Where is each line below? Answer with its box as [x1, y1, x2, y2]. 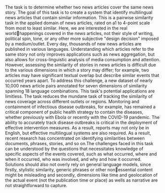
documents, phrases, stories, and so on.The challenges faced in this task [5, 141, 154, 146]
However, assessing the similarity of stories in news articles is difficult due [5, 62, 156, 68]
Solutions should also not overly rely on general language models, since [5, 161, 151, 167]
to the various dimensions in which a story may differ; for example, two [5, 67, 149, 73]
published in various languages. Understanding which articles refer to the [5, 46, 154, 52]
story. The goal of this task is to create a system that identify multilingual [5, 9, 153, 15]
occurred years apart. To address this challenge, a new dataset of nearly [5, 77, 153, 83]
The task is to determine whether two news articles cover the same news [5, 4, 154, 10]
